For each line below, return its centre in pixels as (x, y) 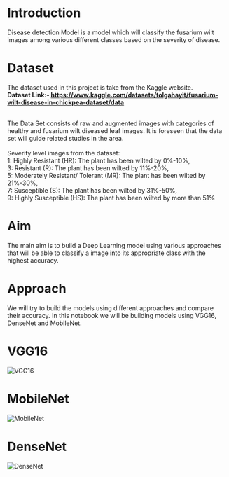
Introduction (44, 13)
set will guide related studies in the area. (65, 138)
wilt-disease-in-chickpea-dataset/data (66, 102)
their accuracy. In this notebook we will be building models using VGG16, (112, 315)
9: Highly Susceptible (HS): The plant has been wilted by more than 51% (111, 198)
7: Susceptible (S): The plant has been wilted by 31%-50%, (92, 190)
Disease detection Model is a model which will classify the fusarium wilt (111, 32)
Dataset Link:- (28, 95)
